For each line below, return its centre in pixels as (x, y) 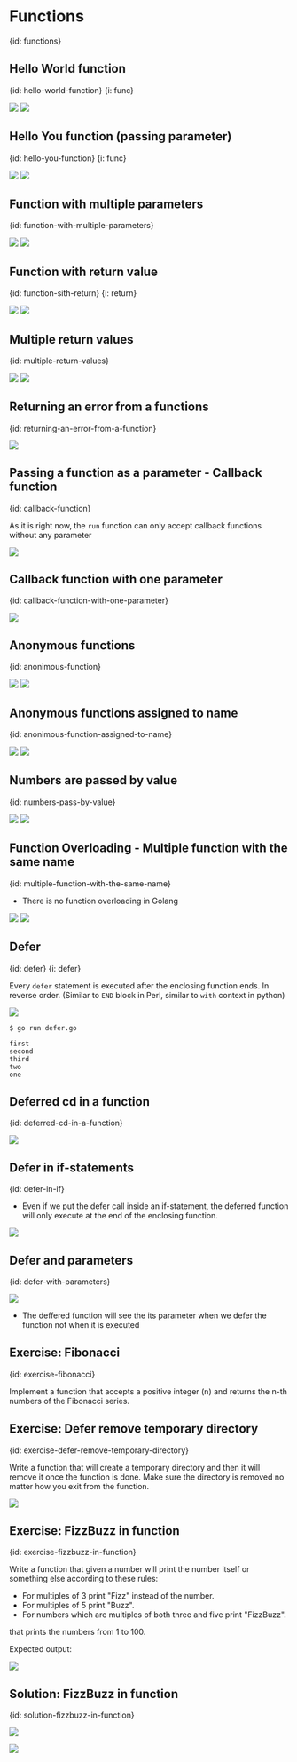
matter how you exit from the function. (79, 1486)
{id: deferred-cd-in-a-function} (66, 1123)
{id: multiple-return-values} (59, 361)
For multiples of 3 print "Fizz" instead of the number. (118, 1596)
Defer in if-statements (72, 1167)
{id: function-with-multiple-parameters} (82, 226)
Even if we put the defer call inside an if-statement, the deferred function (155, 1206)
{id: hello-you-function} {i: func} (68, 158)
